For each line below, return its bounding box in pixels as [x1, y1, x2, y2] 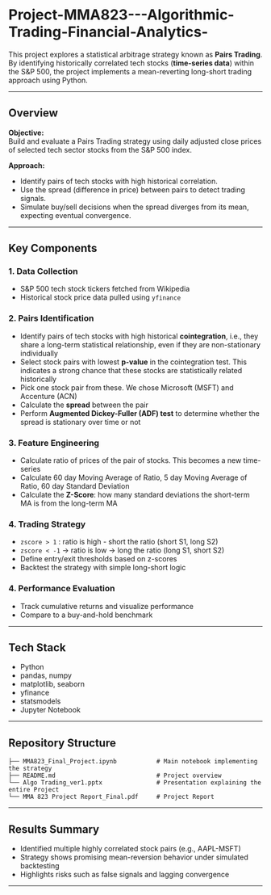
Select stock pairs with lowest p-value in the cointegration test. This [19, 357, 248, 367]
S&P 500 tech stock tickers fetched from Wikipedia [19, 284, 190, 294]
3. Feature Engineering [8, 437, 99, 448]
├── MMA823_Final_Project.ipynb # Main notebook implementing [8, 758, 258, 766]
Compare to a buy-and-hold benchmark [19, 610, 153, 620]
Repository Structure [8, 736, 117, 750]
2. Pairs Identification [8, 313, 94, 324]
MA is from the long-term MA [19, 498, 119, 508]
